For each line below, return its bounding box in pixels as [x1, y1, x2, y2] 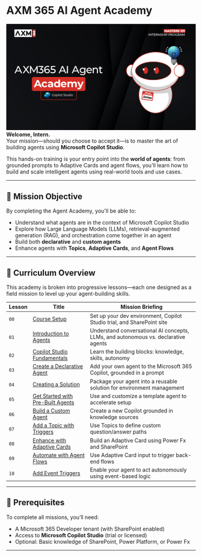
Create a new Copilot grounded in [90, 407, 173, 414]
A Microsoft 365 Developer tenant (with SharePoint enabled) [14, 525, 165, 532]
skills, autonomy [90, 355, 130, 362]
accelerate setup [90, 399, 132, 406]
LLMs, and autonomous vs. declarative [90, 333, 185, 340]
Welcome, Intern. [6, 131, 50, 138]
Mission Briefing [120, 303, 163, 311]
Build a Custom [32, 407, 70, 414]
